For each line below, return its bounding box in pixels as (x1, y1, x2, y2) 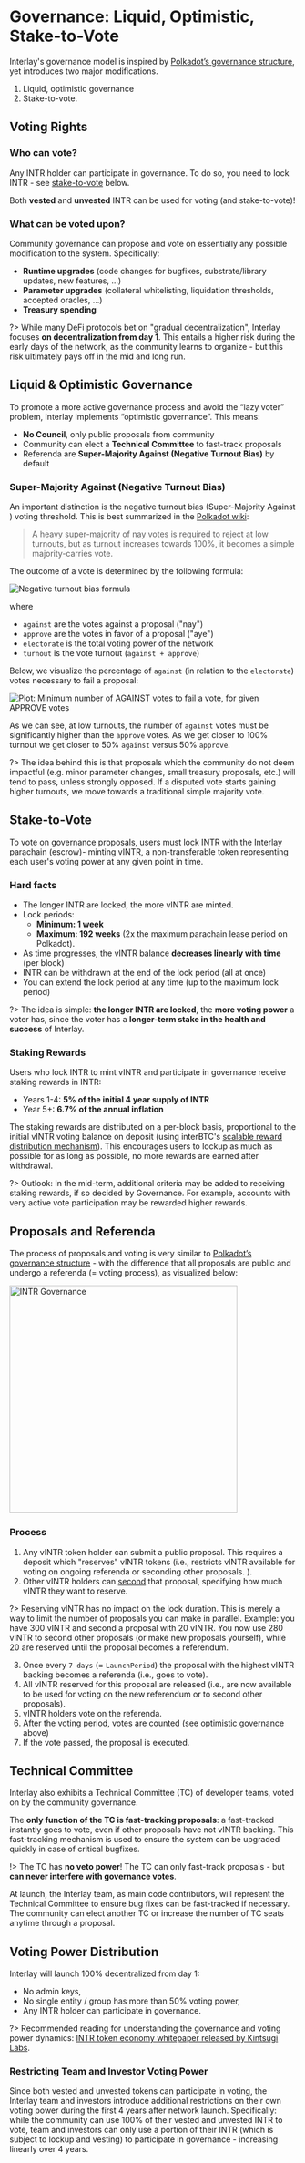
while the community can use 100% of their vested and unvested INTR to (9, 2115, 283, 2126)
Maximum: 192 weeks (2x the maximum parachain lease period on (36, 928, 289, 939)
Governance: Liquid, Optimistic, (9, 6, 255, 27)
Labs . (9, 2043, 30, 2054)
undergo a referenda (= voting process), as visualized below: (9, 1267, 239, 1278)
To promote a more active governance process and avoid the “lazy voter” (9, 401, 285, 412)
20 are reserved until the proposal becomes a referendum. (9, 1642, 229, 1653)
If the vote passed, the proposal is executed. (22, 1737, 190, 1748)
